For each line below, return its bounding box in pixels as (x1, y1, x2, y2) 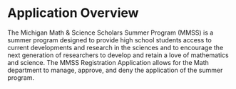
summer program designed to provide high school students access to (7, 35, 212, 44)
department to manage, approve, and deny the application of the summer (7, 66, 223, 74)
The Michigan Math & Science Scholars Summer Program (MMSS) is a (7, 28, 214, 37)
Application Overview (7, 5, 139, 21)
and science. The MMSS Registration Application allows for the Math (7, 58, 209, 66)
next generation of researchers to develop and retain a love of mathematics (7, 51, 230, 59)
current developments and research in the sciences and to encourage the (7, 43, 224, 52)
